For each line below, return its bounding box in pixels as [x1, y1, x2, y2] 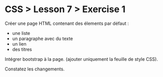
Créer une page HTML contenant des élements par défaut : [5, 20, 129, 26]
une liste [12, 30, 31, 36]
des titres [12, 46, 32, 52]
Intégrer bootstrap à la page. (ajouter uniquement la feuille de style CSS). [5, 56, 158, 62]
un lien [12, 41, 26, 47]
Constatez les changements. [5, 66, 65, 72]
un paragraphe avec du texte [12, 35, 73, 42]
